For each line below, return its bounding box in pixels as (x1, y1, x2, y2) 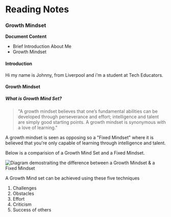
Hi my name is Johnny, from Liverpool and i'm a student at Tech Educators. (5, 72, 163, 78)
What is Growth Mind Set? (5, 95, 62, 101)
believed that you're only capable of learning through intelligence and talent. (5, 140, 166, 146)
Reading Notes (5, 4, 69, 15)
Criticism (12, 201, 32, 208)
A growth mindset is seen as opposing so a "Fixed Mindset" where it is (5, 135, 154, 141)
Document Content (5, 33, 47, 39)
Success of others (12, 207, 52, 213)
